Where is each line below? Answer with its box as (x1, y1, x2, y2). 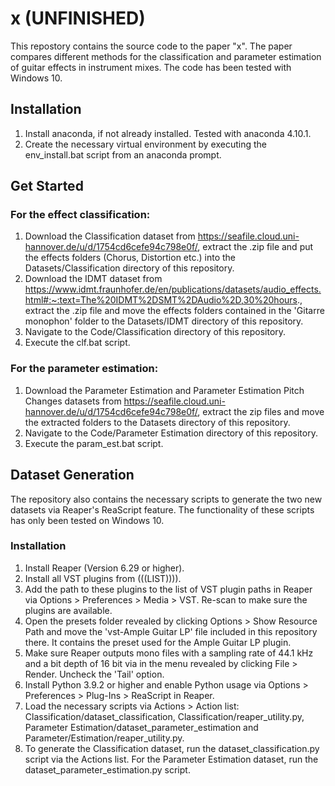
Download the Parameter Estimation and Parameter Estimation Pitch (24, 384, 305, 396)
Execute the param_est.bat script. (24, 437, 164, 449)
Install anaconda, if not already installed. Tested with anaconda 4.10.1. (24, 127, 312, 139)
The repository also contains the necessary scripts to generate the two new (10, 493, 323, 505)
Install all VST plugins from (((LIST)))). (24, 572, 182, 584)
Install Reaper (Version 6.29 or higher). (24, 562, 185, 574)
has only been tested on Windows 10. (10, 514, 165, 526)
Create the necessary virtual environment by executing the (24, 138, 267, 150)
